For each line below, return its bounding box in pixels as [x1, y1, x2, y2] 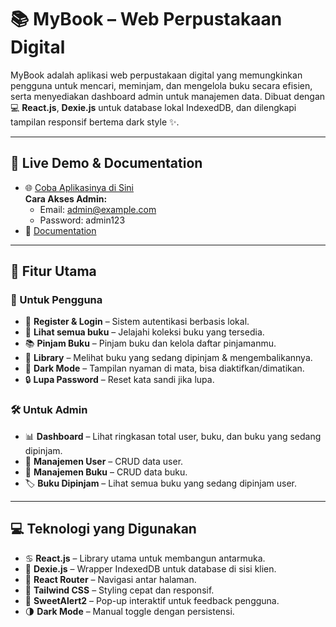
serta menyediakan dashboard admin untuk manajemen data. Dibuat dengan [10, 90, 326, 102]
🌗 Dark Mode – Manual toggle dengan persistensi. [24, 605, 235, 617]
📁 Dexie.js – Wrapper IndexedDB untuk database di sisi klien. [24, 562, 277, 575]
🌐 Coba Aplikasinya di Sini [24, 181, 135, 193]
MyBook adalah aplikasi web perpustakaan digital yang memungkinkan [10, 69, 303, 81]
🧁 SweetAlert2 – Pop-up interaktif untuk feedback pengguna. [24, 594, 280, 606]
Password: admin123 [39, 214, 126, 226]
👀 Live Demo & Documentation [10, 155, 203, 172]
